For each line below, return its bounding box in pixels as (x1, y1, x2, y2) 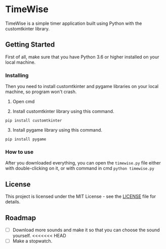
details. (5, 199, 21, 205)
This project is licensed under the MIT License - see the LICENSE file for (5, 193, 156, 199)
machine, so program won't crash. (5, 89, 77, 95)
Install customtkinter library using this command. (12, 108, 114, 114)
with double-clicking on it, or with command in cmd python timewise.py (5, 165, 154, 172)
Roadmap (5, 214, 36, 222)
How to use (5, 148, 34, 155)
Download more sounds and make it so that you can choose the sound (12, 227, 160, 233)
